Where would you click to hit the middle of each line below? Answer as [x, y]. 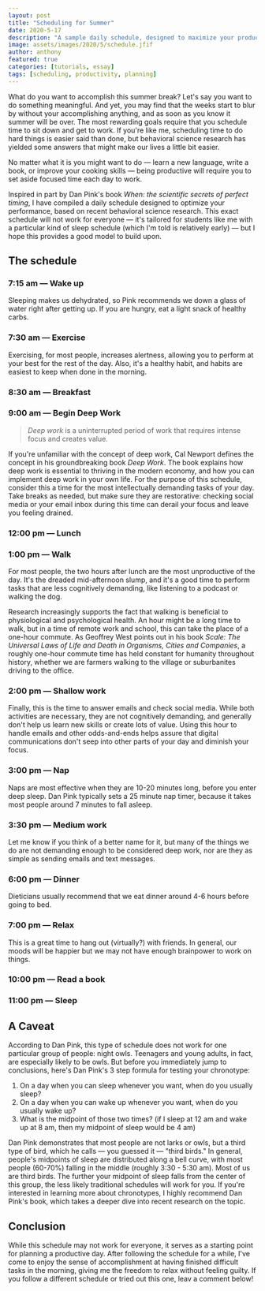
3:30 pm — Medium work [58, 825]
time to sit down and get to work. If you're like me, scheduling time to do [125, 130]
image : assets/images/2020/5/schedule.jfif [81, 45]
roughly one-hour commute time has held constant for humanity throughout [131, 654]
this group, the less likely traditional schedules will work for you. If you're [127, 1185]
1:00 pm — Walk [40, 554]
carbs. [19, 317]
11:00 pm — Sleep [43, 1001]
